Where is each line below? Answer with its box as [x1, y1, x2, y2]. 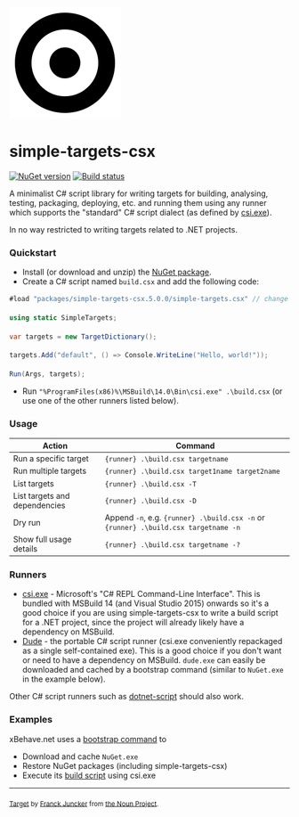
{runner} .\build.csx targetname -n [104, 524, 241, 533]
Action [43, 440, 69, 451]
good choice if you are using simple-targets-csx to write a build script [21, 608, 279, 618]
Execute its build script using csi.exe [21, 770, 157, 780]
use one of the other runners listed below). [21, 396, 180, 406]
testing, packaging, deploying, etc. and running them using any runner [9, 197, 267, 208]
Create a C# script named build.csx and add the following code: [21, 276, 260, 287]
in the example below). [21, 674, 106, 684]
